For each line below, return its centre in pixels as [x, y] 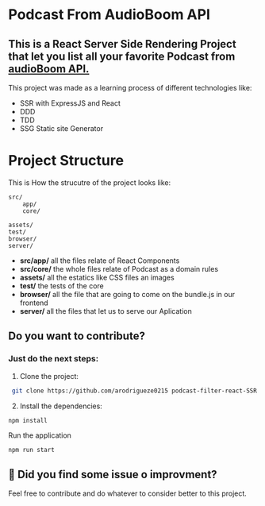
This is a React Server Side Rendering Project [122, 44]
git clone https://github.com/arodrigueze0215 [90, 391]
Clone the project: [49, 376]
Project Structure [66, 161]
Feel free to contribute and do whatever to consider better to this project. [128, 493]
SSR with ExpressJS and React [70, 103]
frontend [34, 303]
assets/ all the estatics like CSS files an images [97, 277]
